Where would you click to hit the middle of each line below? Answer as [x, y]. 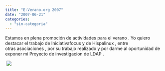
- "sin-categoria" [29, 24]
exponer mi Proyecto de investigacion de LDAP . [55, 54]
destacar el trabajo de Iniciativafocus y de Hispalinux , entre [67, 43]
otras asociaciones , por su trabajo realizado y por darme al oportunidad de [83, 48]
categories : [17, 19]
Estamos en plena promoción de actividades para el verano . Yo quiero [78, 38]
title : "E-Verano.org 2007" [34, 10]
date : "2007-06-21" [25, 14]
